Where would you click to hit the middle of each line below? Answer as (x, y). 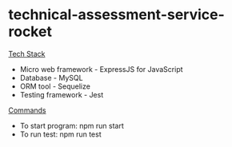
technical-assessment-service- (117, 15)
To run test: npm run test (60, 134)
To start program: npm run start (72, 125)
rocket (30, 32)
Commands (27, 110)
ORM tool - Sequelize (55, 86)
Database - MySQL (51, 77)
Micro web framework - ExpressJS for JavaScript (101, 69)
